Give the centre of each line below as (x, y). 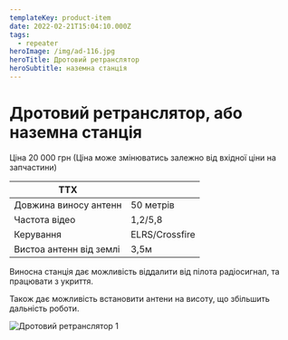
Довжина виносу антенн (68, 205)
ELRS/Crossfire (163, 234)
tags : (19, 34)
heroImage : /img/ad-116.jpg (62, 52)
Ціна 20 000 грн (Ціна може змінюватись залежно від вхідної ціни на (143, 157)
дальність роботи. (44, 308)
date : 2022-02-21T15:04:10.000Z (70, 26)
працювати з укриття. (51, 281)
